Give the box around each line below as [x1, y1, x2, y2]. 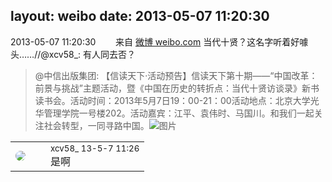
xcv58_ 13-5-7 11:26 [50, 142, 140, 154]
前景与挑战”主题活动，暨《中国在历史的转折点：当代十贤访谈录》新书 [34, 82, 320, 94]
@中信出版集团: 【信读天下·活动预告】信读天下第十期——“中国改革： [34, 69, 318, 81]
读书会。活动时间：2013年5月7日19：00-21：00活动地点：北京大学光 [34, 94, 320, 106]
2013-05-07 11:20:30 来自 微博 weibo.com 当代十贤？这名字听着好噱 [10, 35, 309, 48]
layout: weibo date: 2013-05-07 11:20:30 [10, 8, 270, 25]
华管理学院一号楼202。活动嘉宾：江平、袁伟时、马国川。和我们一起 [34, 107, 315, 119]
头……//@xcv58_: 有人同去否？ [10, 48, 137, 60]
